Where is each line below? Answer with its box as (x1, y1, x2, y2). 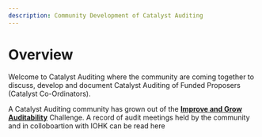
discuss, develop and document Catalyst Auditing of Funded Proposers (8, 80, 241, 89)
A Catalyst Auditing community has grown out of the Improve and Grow (8, 104, 243, 113)
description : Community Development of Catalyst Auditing (8, 11, 203, 20)
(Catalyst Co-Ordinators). (8, 89, 91, 98)
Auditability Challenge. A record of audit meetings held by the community (8, 112, 251, 122)
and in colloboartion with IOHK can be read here (8, 120, 165, 131)
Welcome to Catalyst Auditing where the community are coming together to (8, 72, 255, 82)
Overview (8, 45, 74, 63)
